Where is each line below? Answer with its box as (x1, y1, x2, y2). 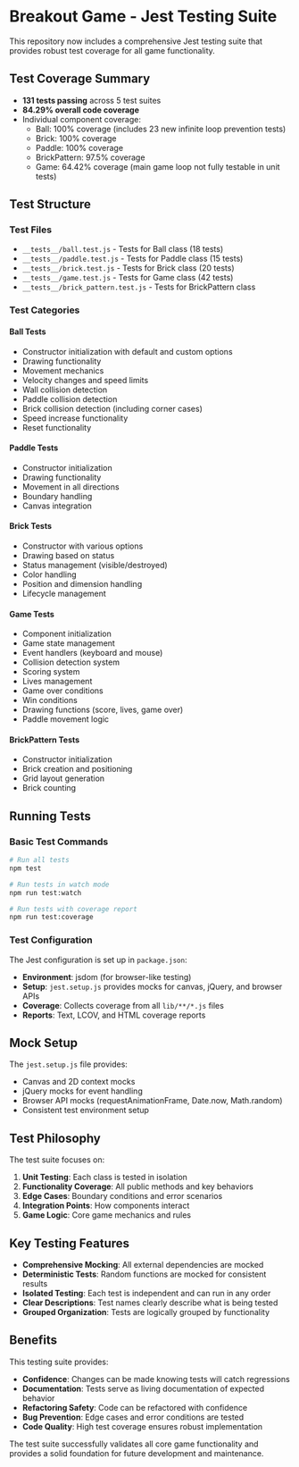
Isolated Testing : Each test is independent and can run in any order (21, 1288, 271, 1299)
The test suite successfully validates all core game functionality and (9, 1438, 259, 1449)
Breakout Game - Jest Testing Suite (9, 6, 278, 27)
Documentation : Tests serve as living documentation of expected (21, 1383, 265, 1394)
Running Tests (9, 809, 91, 824)
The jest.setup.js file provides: (9, 1059, 128, 1069)
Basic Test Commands (9, 835, 109, 848)
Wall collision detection (21, 384, 108, 395)
